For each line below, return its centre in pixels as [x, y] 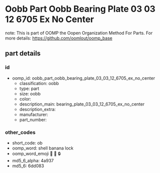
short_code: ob [27, 143]
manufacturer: [34, 114]
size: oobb [30, 93]
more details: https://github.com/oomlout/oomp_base [59, 38]
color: [25, 99]
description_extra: [38, 109]
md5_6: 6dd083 [28, 166]
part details [23, 54]
